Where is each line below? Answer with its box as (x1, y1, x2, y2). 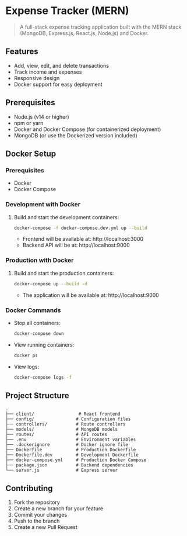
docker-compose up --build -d (13, 281, 88, 287)
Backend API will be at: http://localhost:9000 (22, 241, 130, 249)
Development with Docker (5, 200, 81, 209)
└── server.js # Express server (5, 468, 118, 473)
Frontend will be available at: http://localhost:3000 (22, 236, 144, 243)
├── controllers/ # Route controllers (5, 421, 126, 427)
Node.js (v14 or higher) (13, 113, 69, 120)
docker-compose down (13, 330, 64, 337)
